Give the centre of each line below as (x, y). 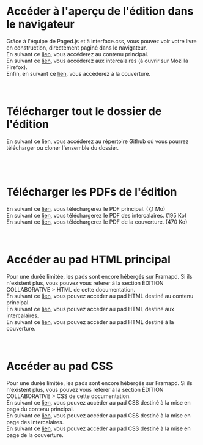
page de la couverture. (35, 435)
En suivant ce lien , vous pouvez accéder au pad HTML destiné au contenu (100, 296)
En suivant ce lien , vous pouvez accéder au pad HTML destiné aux (90, 309)
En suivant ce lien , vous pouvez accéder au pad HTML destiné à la (90, 322)
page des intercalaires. (35, 422)
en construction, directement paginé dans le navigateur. (77, 48)
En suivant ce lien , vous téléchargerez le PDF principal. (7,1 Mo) (86, 208)
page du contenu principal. (40, 409)
